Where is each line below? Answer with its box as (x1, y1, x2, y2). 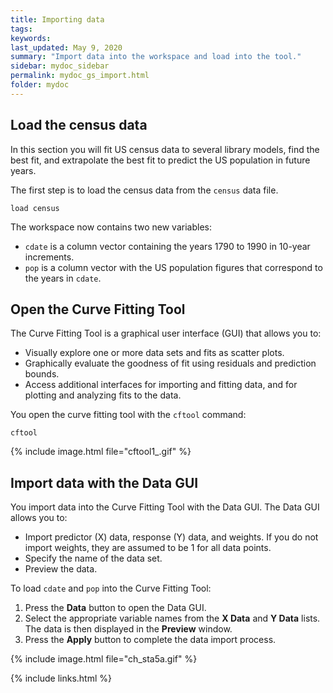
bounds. (24, 368, 60, 380)
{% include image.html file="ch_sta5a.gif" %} (10, 653, 198, 665)
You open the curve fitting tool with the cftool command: (10, 409, 247, 421)
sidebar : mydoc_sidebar (10, 61, 110, 71)
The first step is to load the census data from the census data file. (10, 184, 279, 196)
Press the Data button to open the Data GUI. (24, 602, 207, 614)
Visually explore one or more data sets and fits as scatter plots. (24, 347, 285, 359)
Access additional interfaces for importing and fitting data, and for (24, 379, 298, 391)
